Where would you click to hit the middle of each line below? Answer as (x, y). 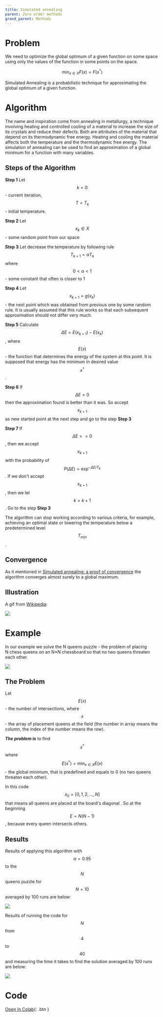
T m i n (82, 536)
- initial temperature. (26, 212)
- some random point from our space (42, 238)
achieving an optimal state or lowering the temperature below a (69, 523)
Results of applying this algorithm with (44, 851)
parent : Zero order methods (34, 14)
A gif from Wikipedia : (26, 604)
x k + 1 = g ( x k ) (82, 296)
